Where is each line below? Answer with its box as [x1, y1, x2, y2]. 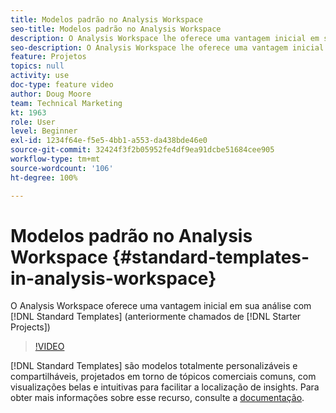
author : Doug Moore [10, 89, 92, 99]
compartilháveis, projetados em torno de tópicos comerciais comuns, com [10, 371, 317, 383]
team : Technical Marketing [10, 98, 123, 108]
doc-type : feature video [10, 80, 114, 90]
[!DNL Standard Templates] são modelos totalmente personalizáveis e [10, 360, 298, 372]
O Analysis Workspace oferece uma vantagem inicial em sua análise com [10, 300, 312, 312]
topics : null [10, 61, 65, 71]
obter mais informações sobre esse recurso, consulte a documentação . [10, 392, 305, 404]
